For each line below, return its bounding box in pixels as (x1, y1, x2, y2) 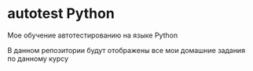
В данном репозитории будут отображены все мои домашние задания (7, 45, 245, 55)
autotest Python (7, 5, 115, 23)
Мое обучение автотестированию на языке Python (7, 30, 178, 40)
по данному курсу (7, 54, 68, 63)
